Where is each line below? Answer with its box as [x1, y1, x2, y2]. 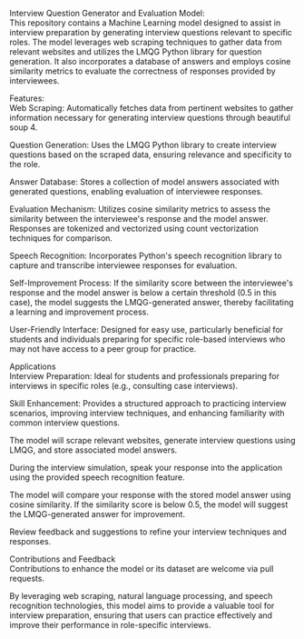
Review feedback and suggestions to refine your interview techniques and [9, 526, 288, 537]
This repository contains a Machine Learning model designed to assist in [9, 17, 281, 28]
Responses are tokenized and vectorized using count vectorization [9, 223, 259, 234]
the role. [9, 159, 41, 169]
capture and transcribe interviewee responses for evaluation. [9, 260, 238, 271]
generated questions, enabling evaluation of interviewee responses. [9, 186, 263, 196]
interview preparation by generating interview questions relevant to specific [9, 27, 293, 37]
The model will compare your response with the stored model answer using [9, 490, 292, 500]
